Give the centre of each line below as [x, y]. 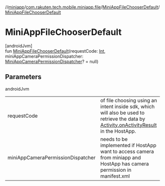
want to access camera [127, 151]
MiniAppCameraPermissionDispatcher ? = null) [52, 62]
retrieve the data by [123, 119]
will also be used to [123, 113]
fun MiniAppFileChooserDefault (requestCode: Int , [55, 51]
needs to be [114, 139]
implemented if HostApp [128, 145]
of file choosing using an [129, 100]
